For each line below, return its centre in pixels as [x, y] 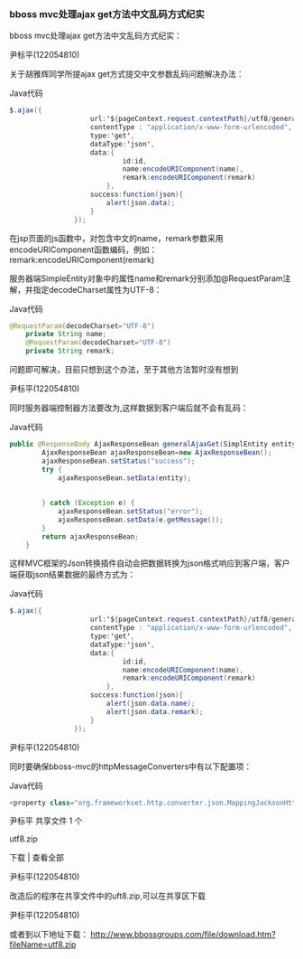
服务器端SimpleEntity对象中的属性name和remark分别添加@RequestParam [146, 278]
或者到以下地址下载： [49, 935]
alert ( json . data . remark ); [155, 711]
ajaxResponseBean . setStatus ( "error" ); [130, 512]
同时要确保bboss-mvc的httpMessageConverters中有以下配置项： [131, 766]
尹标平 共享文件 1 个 [46, 821]
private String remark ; [70, 351]
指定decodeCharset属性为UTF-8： [97, 289]
